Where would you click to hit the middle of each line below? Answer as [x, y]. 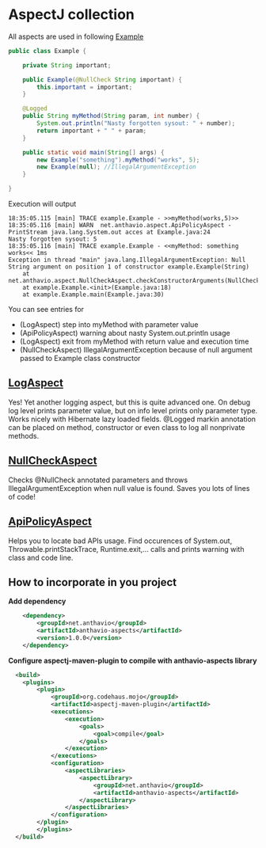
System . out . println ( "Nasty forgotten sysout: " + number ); [136, 124]
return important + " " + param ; [92, 131]
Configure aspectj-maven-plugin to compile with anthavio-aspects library [133, 660]
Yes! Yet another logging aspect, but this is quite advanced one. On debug [129, 402]
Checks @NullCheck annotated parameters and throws [98, 480]
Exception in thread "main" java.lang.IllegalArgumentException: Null [127, 260]
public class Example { [47, 51]
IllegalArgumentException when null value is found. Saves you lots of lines [129, 488]
